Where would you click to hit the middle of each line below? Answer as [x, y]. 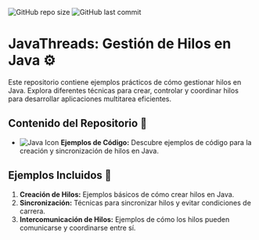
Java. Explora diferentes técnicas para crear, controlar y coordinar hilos [123, 90]
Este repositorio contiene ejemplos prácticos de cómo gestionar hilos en [125, 82]
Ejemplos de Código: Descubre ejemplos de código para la [156, 142]
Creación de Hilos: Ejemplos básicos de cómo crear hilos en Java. [127, 194]
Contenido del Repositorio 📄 [77, 124]
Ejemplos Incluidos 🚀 [60, 175]
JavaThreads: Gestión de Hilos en [120, 44]
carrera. [32, 211]
